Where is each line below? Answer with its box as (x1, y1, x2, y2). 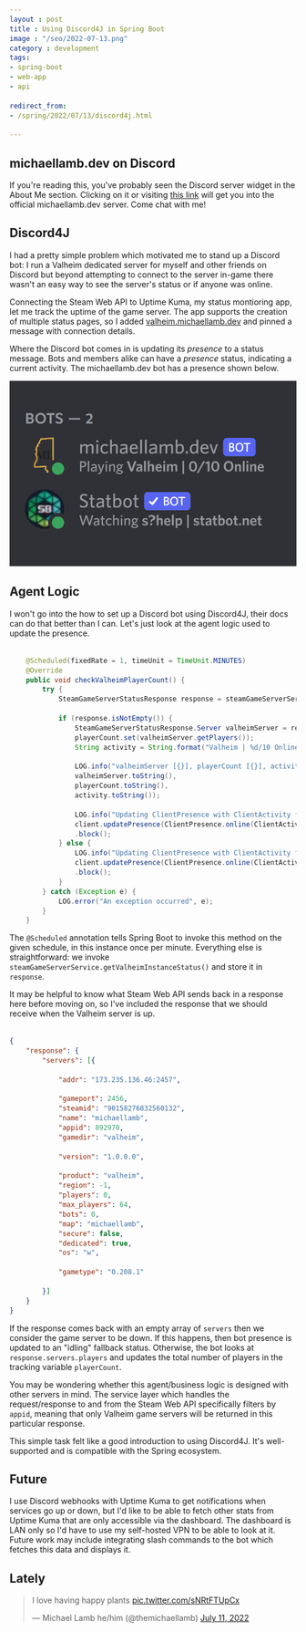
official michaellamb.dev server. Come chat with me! (9, 199, 207, 210)
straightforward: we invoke (9, 951, 110, 962)
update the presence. (9, 628, 90, 639)
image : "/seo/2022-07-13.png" (9, 34, 128, 43)
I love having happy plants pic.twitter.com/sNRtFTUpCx (31, 1595, 240, 1606)
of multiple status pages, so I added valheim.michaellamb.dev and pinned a (9, 316, 293, 327)
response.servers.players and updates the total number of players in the (9, 1351, 284, 1363)
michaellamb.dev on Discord (9, 155, 176, 171)
